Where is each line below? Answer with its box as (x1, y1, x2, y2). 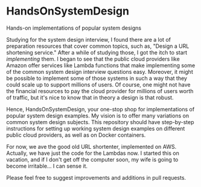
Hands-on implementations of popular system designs (6, 24, 142, 31)
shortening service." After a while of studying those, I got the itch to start (6, 48, 188, 56)
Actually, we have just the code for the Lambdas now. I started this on (6, 149, 179, 157)
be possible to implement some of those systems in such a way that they (6, 74, 187, 82)
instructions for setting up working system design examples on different (6, 125, 185, 132)
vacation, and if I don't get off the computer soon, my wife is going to (6, 156, 179, 163)
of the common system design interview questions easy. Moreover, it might (6, 68, 193, 75)
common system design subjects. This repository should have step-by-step (6, 118, 194, 125)
